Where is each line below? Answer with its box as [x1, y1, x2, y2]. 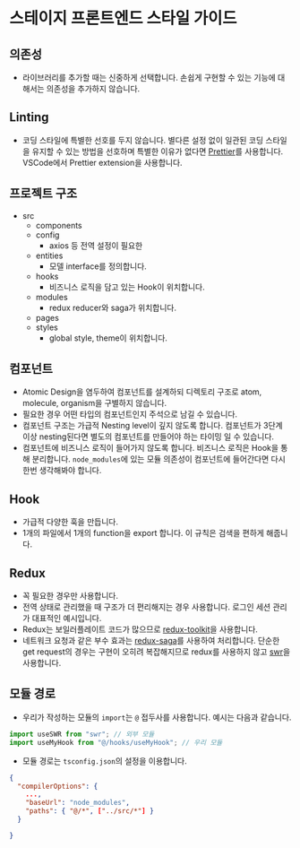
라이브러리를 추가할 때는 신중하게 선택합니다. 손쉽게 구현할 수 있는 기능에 [21, 73, 276, 82]
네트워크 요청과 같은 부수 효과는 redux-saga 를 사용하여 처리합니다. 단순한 [21, 636, 280, 646]
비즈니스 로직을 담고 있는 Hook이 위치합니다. [48, 281, 205, 292]
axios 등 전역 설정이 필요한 [48, 239, 143, 251]
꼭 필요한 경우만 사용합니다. [21, 591, 119, 601]
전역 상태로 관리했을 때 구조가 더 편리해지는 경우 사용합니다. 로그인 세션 [21, 601, 271, 612]
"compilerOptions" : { [17, 782, 99, 791]
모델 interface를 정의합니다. [48, 261, 148, 272]
